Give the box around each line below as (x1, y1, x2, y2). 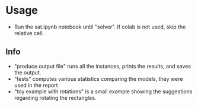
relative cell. (14, 29, 44, 36)
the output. (14, 69, 41, 76)
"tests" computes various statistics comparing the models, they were (14, 75, 183, 82)
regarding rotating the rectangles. (14, 94, 97, 101)
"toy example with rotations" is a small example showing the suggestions (14, 87, 193, 95)
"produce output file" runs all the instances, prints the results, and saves (14, 62, 191, 70)
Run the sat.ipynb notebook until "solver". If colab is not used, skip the (14, 23, 186, 30)
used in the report (14, 81, 58, 89)
